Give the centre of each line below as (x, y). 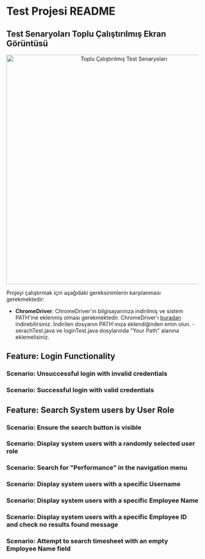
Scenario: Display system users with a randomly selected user (101, 443)
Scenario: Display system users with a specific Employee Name (103, 501)
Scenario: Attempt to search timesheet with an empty (87, 541)
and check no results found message (62, 525)
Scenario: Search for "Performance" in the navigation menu (97, 468)
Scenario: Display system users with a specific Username (94, 484)
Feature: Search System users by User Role (91, 410)
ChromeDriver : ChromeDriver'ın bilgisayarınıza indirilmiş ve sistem (99, 311)
